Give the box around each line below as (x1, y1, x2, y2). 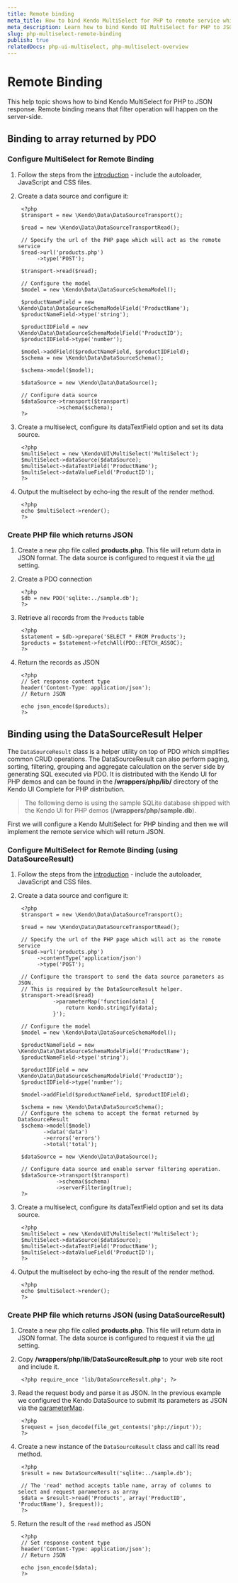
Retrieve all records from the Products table (17, 613, 144, 621)
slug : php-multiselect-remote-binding (7, 30, 122, 38)
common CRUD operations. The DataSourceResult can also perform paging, (7, 755, 229, 763)
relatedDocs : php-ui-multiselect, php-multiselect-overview (7, 43, 189, 50)
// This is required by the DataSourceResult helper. (21, 986, 183, 993)
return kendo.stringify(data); (65, 1004, 158, 1011)
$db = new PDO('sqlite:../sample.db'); (21, 594, 139, 601)
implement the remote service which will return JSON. (7, 827, 165, 835)
